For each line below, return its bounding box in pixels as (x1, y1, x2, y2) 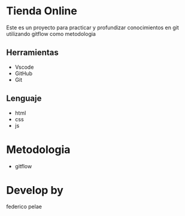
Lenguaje (6, 94, 42, 104)
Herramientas (6, 48, 59, 58)
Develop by (6, 183, 64, 197)
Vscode (14, 63, 34, 70)
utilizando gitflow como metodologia (6, 30, 96, 37)
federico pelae (6, 203, 42, 210)
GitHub (14, 70, 33, 77)
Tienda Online (6, 4, 78, 18)
